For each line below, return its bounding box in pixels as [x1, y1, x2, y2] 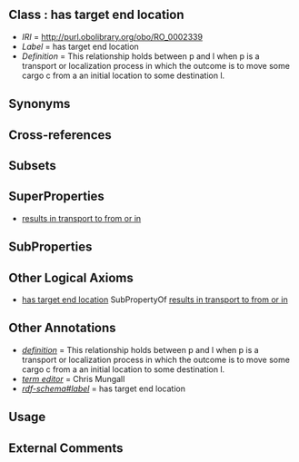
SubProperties [8, 240, 93, 255]
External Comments [8, 440, 124, 456]
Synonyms [8, 96, 71, 112]
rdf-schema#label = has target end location [21, 383, 185, 394]
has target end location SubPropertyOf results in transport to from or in [21, 294, 288, 305]
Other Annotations [8, 320, 116, 336]
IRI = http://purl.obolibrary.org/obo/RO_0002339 [21, 31, 204, 42]
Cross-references [8, 127, 113, 143]
